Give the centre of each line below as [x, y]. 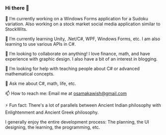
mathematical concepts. [30, 74]
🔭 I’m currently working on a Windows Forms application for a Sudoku [77, 19]
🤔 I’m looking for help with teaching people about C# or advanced [73, 68]
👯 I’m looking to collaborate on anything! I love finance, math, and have [78, 54]
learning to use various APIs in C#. [41, 44]
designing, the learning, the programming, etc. [53, 127]
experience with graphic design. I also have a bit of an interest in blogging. [82, 59]
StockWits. [16, 29]
